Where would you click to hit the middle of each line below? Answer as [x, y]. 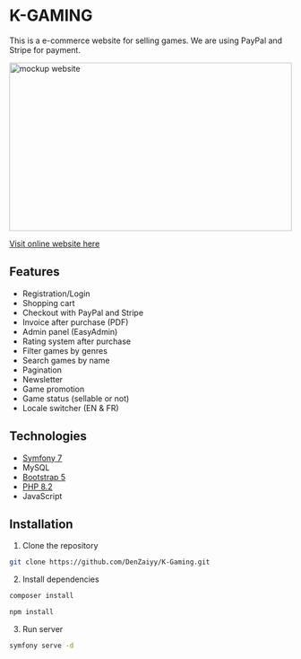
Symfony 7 [42, 458]
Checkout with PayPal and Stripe [83, 312]
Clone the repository [60, 546]
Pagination [42, 370]
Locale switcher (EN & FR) [70, 408]
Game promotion [53, 389]
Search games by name [66, 360]
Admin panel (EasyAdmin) [70, 331]
